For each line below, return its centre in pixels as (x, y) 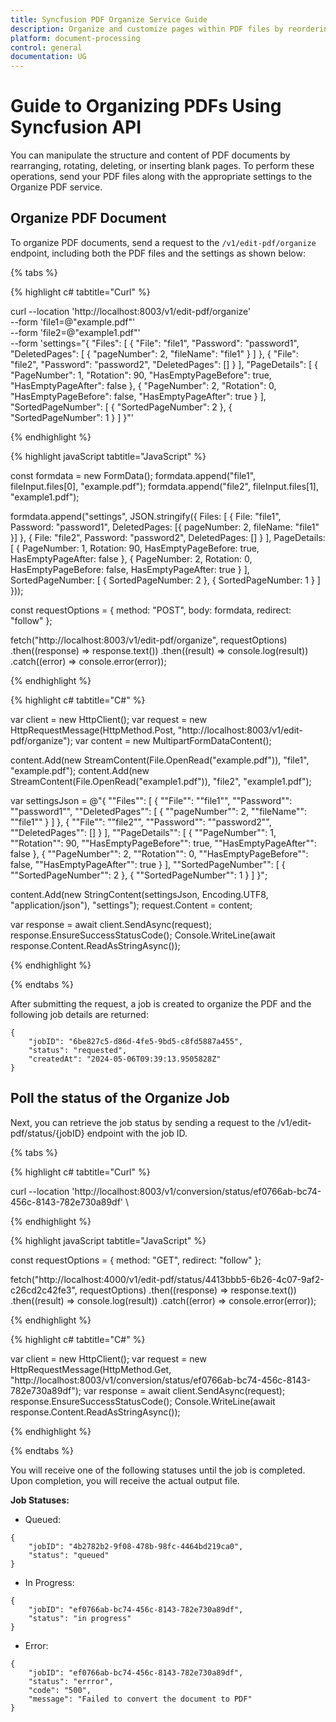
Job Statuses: (40, 1500)
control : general (46, 47)
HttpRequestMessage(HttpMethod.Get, (91, 1369)
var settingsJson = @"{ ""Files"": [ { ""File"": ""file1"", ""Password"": (151, 800)
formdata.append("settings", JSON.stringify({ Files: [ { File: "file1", (146, 516)
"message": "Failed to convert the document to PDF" (140, 1699)
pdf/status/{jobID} (47, 1133)
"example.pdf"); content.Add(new (80, 770)
